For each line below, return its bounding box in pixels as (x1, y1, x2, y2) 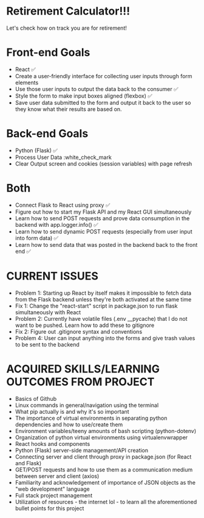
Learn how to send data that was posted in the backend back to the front (15, 241, 198, 248)
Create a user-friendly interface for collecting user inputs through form (15, 72, 192, 79)
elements (15, 79, 39, 86)
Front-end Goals (6, 45, 90, 59)
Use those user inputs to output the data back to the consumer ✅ (15, 85, 178, 92)
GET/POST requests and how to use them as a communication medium (15, 466, 193, 473)
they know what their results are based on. (15, 105, 123, 113)
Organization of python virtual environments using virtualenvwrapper (15, 434, 188, 441)
